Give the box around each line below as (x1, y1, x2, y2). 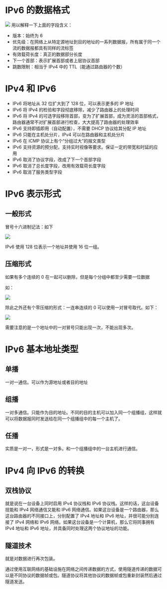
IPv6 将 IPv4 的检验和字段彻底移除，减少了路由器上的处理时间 (12, 107, 139, 113)
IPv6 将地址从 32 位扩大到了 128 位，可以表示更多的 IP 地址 (12, 100, 134, 106)
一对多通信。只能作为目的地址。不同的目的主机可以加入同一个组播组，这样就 (5, 409, 162, 415)
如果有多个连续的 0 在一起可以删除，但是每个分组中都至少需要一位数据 (5, 274, 150, 280)
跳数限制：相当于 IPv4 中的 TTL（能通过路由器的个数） (12, 63, 125, 70)
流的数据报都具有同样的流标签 (12, 45, 74, 51)
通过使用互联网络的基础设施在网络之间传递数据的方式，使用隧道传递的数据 (5, 566, 158, 572)
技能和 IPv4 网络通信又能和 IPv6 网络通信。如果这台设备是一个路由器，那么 (5, 507, 159, 513)
